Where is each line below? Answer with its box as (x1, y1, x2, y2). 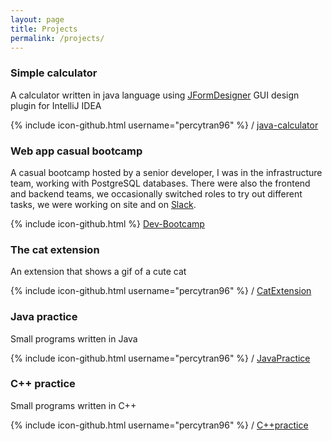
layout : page (10, 14, 65, 25)
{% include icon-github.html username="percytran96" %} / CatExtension (10, 285, 312, 297)
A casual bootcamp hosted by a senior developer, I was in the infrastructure (10, 166, 323, 178)
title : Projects (10, 24, 78, 34)
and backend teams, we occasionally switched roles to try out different (10, 187, 303, 200)
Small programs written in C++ (10, 399, 137, 411)
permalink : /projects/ (10, 33, 105, 43)
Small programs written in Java (10, 332, 138, 345)
